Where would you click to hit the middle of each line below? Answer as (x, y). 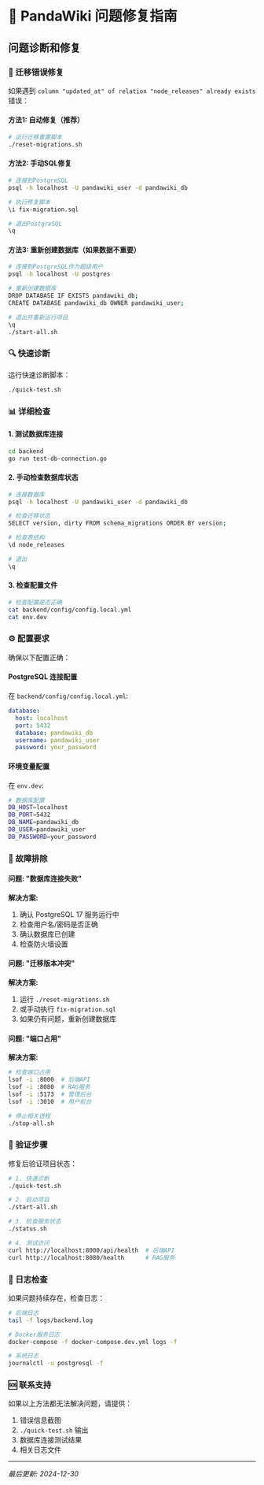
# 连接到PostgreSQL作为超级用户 (56, 267)
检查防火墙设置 (44, 944)
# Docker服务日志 (34, 1335)
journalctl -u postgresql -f (56, 1364)
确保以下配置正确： (39, 657)
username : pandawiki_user (58, 740)
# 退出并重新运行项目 (38, 317)
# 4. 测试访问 (29, 1243)
